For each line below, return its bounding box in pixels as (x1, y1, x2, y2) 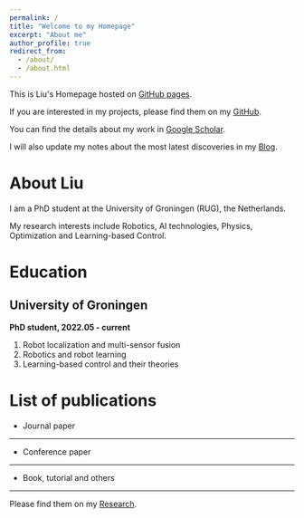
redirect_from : (9, 47, 67, 56)
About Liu (9, 173, 84, 194)
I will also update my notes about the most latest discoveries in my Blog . (9, 141, 278, 152)
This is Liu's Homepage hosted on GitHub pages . (9, 88, 193, 100)
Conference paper (22, 446, 91, 457)
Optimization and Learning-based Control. (9, 230, 167, 241)
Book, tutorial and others (22, 472, 115, 483)
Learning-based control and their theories (22, 359, 179, 369)
